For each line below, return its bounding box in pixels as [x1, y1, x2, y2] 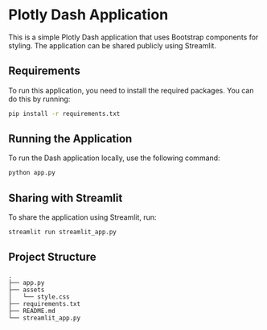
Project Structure [8, 250, 97, 264]
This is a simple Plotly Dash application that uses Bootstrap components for [8, 32, 259, 42]
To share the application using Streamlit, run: [8, 212, 157, 222]
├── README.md [8, 307, 56, 315]
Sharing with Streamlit [8, 191, 123, 204]
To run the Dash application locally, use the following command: [8, 153, 220, 163]
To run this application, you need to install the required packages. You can [8, 85, 255, 95]
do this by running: [8, 94, 71, 104]
